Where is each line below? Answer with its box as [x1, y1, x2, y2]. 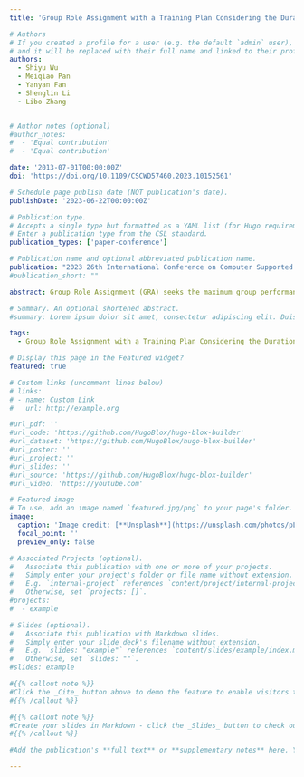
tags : [9, 328, 30, 338]
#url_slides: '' [9, 461, 71, 471]
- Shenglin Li [17, 88, 71, 98]
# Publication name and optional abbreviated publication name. [9, 255, 257, 264]
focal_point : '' [17, 529, 79, 538]
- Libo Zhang [17, 97, 67, 106]
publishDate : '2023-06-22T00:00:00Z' [9, 196, 152, 205]
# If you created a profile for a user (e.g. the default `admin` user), [9, 38, 294, 47]
